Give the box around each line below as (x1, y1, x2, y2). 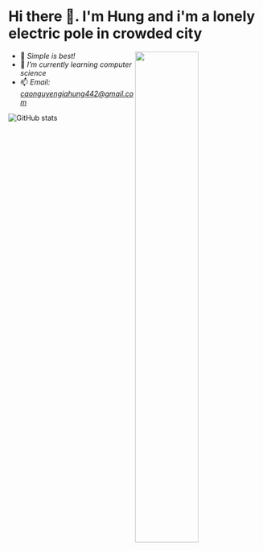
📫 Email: (19, 77, 51, 87)
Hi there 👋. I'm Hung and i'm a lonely (8, 7, 256, 26)
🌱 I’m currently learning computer (19, 60, 133, 69)
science (19, 68, 47, 77)
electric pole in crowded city (8, 24, 203, 43)
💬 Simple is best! (19, 51, 76, 60)
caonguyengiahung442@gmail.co (19, 89, 134, 98)
